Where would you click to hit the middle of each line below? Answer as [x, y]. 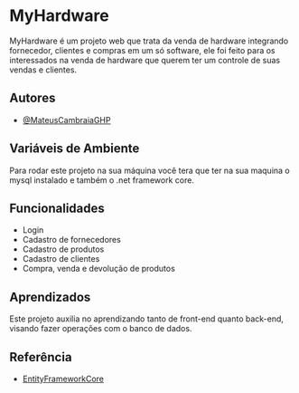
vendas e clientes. [43, 70]
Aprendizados [50, 297]
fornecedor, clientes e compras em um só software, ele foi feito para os [142, 50]
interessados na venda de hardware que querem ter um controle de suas [145, 60]
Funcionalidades [57, 208]
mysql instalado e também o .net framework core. [102, 180]
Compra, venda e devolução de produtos [99, 269]
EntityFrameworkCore [63, 379]
